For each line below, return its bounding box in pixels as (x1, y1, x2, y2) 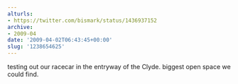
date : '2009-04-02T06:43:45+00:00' (7, 37, 113, 44)
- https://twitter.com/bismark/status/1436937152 (7, 17, 158, 24)
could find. (7, 70, 39, 78)
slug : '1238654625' (7, 43, 65, 50)
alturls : (7, 10, 33, 18)
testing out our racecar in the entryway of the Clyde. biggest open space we (7, 63, 231, 71)
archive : (7, 23, 33, 30)
